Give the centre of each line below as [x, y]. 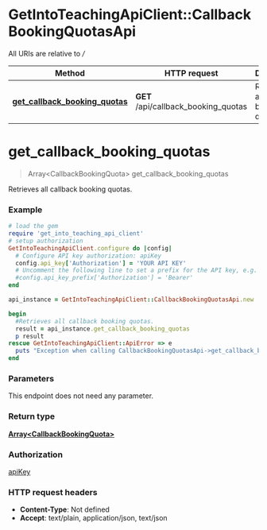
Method [70, 73]
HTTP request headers [53, 492]
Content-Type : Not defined [64, 509]
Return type [32, 416]
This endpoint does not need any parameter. [81, 396]
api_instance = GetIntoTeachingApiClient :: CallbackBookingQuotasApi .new [131, 300]
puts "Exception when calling [65, 351]
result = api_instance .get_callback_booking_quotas [103, 329]
